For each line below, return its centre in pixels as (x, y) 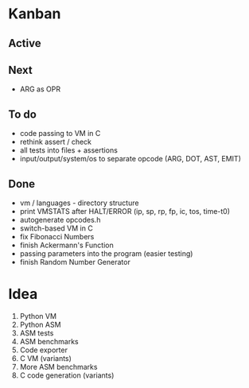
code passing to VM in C (60, 134)
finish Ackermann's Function (66, 245)
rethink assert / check (56, 142)
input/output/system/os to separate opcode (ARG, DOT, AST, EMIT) (130, 159)
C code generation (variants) (67, 375)
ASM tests (37, 333)
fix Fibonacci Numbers (57, 237)
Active (25, 43)
